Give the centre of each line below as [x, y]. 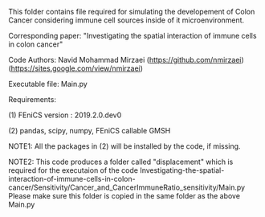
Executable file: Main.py [48, 84]
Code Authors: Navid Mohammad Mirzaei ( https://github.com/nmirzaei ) [126, 60]
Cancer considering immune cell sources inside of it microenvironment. [126, 20]
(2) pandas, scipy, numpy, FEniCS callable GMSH [90, 131]
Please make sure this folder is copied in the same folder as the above [124, 196]
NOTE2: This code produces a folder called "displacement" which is [121, 162]
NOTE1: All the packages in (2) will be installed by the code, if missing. [124, 146]
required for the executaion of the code [73, 170]
